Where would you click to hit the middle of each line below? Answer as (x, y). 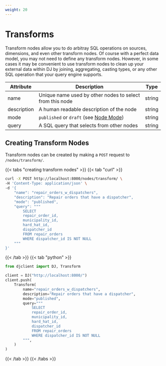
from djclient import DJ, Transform (43, 267)
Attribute (21, 86)
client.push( (19, 280)
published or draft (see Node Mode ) (81, 117)
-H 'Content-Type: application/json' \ (46, 183)
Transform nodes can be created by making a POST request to (67, 155)
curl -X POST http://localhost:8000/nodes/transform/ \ (64, 179)
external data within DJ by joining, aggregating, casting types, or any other (81, 69)
